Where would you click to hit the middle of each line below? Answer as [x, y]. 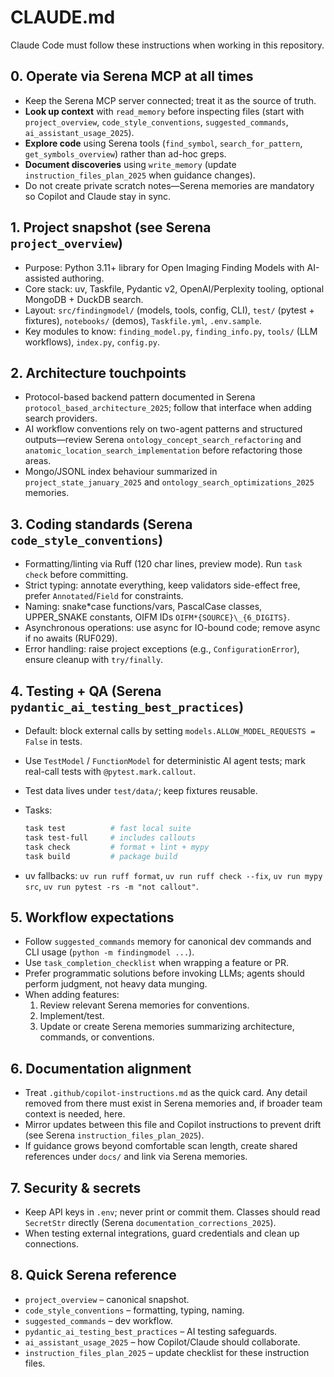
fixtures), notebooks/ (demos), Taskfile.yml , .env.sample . [143, 320]
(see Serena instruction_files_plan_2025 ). [114, 1135]
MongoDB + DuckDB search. [84, 299]
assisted [42, 278]
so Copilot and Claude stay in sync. [98, 196]
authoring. [83, 278]
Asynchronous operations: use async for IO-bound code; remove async [172, 628]
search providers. [61, 418]
